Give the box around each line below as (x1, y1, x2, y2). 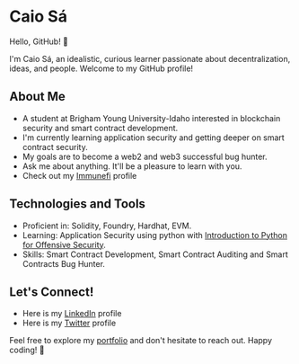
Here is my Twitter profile (22, 317, 117, 329)
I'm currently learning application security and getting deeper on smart (22, 132, 285, 143)
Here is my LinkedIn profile (22, 308, 122, 319)
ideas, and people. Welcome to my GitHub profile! (9, 63, 194, 74)
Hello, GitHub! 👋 (9, 36, 69, 47)
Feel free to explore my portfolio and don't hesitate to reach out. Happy (9, 335, 272, 346)
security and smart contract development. (22, 122, 179, 133)
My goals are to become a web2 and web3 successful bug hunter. (22, 151, 268, 162)
